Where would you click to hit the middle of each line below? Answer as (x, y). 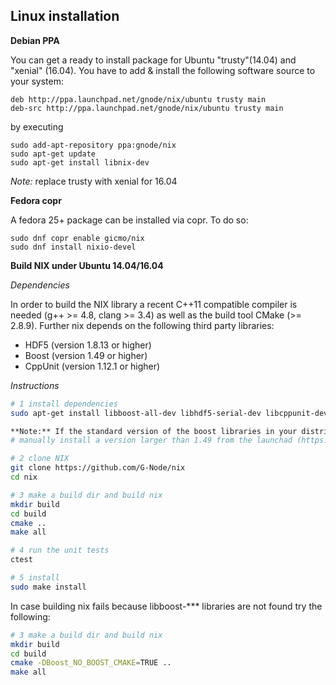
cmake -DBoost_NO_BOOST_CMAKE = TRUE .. (91, 663)
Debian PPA (35, 40)
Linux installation (65, 16)
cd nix (24, 477)
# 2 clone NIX (40, 459)
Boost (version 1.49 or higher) (86, 355)
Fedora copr (36, 200)
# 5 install (35, 578)
